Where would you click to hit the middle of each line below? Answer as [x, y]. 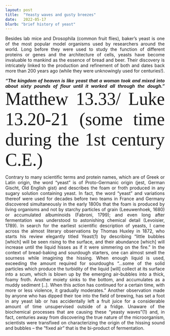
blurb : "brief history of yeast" [40, 24]
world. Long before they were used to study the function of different [85, 49]
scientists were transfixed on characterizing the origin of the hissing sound [85, 323]
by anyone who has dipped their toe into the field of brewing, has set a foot [85, 296]
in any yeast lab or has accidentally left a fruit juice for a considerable [85, 301]
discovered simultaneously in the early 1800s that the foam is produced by [85, 204]
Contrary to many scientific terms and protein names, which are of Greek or [85, 177]
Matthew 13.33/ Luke [85, 99]
